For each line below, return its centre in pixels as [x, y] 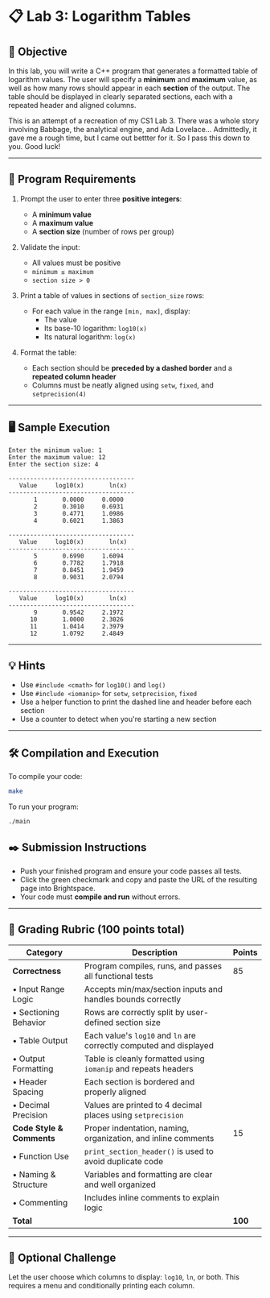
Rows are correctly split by [134, 1012]
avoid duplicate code [123, 1161]
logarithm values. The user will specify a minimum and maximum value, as [133, 79]
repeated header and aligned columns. [72, 105]
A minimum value [62, 214]
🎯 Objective [38, 51]
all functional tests [119, 976]
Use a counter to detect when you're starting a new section [118, 719]
